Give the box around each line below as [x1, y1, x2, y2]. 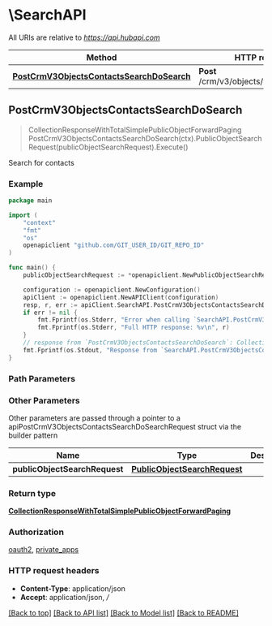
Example [8, 178, 44, 189]
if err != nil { [23, 309, 79, 317]
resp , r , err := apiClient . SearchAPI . [23, 300, 154, 309]
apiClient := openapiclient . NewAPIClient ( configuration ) [23, 293, 219, 301]
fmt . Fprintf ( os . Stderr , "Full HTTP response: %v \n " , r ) [37, 323, 230, 332]
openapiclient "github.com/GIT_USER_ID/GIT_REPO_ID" [23, 241, 205, 249]
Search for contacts [8, 158, 74, 167]
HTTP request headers [8, 565, 100, 576]
